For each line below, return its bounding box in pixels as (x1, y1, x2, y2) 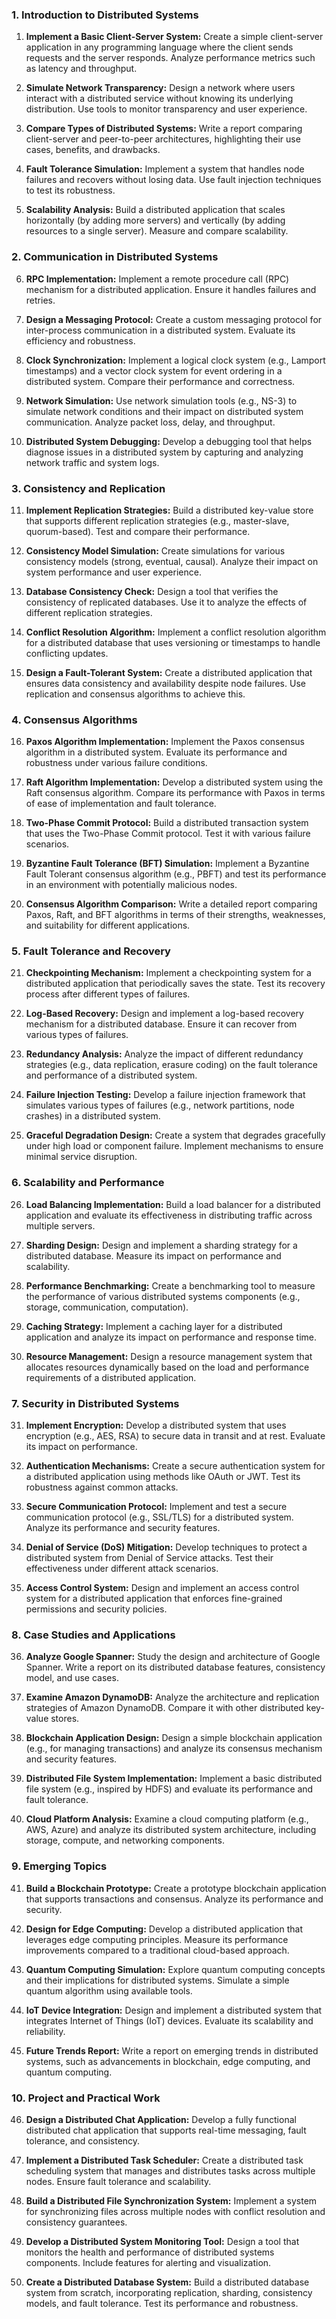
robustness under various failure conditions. (25, 757, 208, 769)
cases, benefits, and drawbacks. (25, 144, 161, 156)
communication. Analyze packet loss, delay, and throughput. (25, 416, 276, 428)
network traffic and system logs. (25, 456, 160, 468)
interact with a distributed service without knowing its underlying (25, 93, 294, 105)
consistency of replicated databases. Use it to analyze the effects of (25, 596, 308, 608)
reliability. (25, 2025, 66, 2037)
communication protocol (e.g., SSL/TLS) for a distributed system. (25, 1511, 294, 1523)
